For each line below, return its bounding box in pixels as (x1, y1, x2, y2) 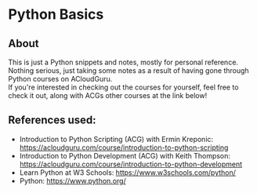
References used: (8, 114, 96, 127)
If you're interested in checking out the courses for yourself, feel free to (8, 82, 239, 92)
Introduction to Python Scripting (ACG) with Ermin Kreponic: (19, 134, 214, 144)
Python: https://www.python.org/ (19, 176, 127, 185)
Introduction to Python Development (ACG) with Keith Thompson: (19, 151, 231, 160)
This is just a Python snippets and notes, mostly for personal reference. (8, 57, 239, 67)
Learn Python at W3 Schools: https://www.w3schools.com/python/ (19, 167, 237, 177)
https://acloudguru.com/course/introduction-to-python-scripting (19, 143, 229, 152)
